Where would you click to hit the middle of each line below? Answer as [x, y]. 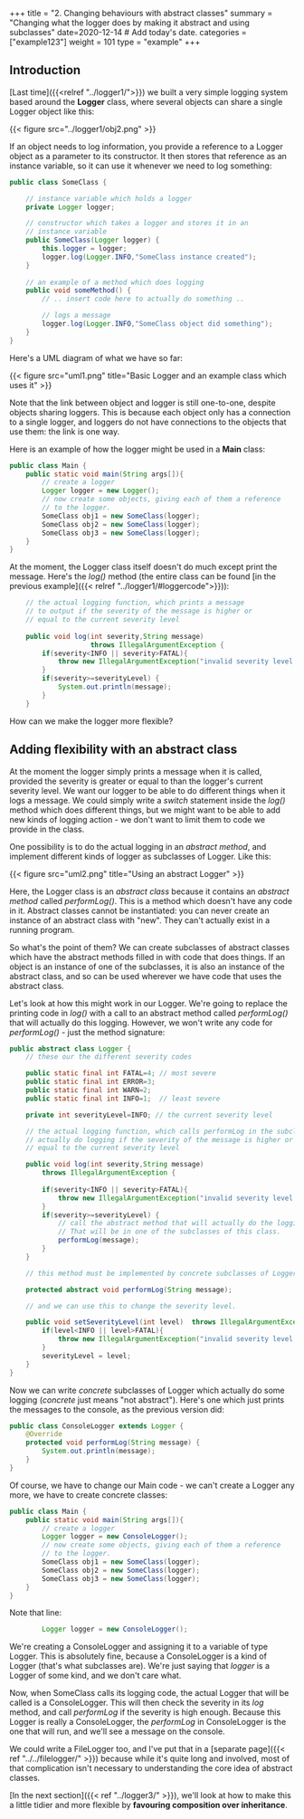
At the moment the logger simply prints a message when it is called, [136, 771]
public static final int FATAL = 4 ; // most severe [121, 1073]
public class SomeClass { [58, 182]
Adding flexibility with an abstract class [123, 750]
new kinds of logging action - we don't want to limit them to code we [137, 819]
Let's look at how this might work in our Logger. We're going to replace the [148, 1003]
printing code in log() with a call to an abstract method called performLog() [149, 1013]
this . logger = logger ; [85, 249]
